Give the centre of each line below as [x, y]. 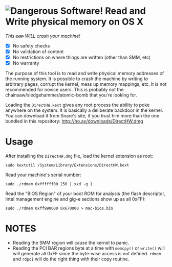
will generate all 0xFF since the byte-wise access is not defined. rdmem [87, 254]
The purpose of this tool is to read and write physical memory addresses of [85, 74]
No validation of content [38, 52]
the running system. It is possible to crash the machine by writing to [77, 79]
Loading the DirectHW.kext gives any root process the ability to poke [78, 105]
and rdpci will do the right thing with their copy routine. [71, 259]
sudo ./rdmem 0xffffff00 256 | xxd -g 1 [49, 184]
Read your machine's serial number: [43, 175]
